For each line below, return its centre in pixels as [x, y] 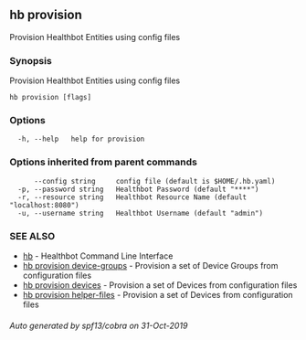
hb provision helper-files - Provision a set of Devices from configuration [158, 295]
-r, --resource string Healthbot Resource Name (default [132, 197]
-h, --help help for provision [81, 139]
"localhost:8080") [44, 205]
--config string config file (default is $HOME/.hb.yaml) [154, 181]
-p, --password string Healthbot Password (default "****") [138, 189]
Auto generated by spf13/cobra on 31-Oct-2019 [99, 325]
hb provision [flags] [51, 98]
